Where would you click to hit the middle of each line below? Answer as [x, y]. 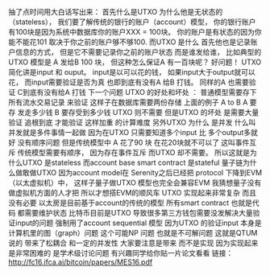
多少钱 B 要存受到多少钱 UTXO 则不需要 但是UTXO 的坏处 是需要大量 [145, 112]
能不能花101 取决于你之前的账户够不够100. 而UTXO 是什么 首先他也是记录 [130, 42]
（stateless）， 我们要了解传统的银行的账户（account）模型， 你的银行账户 [132, 22]
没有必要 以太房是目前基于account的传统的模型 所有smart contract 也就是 [130, 203]
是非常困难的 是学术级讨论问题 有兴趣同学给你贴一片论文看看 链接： [121, 253]
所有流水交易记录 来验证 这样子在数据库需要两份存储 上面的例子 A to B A [128, 102]
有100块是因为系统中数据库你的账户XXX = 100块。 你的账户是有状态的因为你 [135, 32]
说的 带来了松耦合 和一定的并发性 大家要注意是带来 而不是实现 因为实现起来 [133, 243]
